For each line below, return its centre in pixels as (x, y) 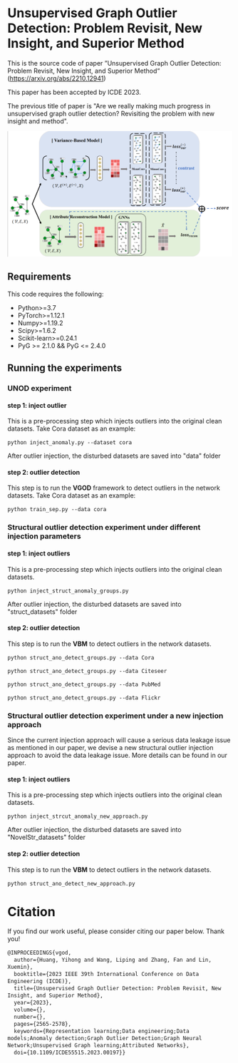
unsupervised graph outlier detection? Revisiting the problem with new (111, 113)
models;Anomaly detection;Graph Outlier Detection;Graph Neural (105, 1039)
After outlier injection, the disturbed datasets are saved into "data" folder (114, 456)
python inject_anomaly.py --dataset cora (70, 443)
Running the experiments (65, 368)
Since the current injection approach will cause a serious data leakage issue (119, 740)
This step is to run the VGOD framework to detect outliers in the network (114, 488)
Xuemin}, (20, 967)
